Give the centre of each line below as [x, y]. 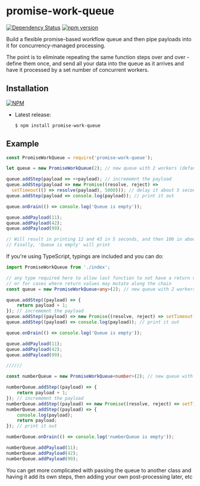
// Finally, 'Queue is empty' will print [58, 245]
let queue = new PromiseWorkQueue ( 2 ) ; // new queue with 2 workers [92, 169]
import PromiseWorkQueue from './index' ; [58, 267]
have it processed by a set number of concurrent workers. [78, 69]
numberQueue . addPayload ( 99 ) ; [42, 459]
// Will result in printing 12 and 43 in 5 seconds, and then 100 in [94, 239]
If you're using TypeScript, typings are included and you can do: [85, 256]
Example [23, 144]
